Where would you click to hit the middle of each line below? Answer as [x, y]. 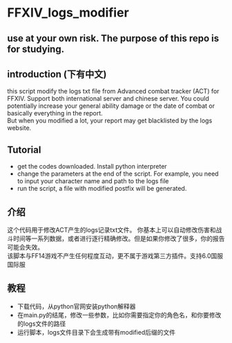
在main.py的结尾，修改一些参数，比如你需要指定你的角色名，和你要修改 [119, 315]
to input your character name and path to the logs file [93, 181]
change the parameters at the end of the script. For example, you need [118, 174]
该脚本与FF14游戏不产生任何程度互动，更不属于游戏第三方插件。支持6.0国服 [115, 256]
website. [19, 128]
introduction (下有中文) [57, 74]
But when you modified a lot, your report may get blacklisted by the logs [110, 121]
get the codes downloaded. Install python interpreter [92, 167]
